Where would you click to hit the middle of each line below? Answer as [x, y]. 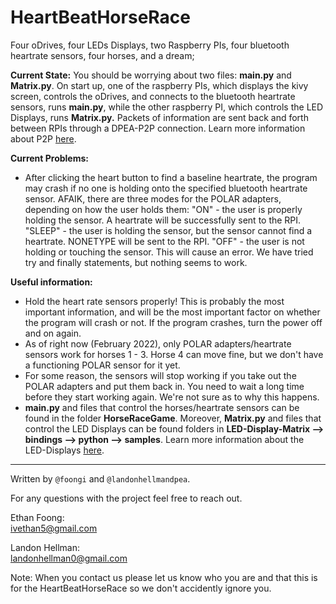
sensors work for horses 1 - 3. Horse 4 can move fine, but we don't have [174, 354]
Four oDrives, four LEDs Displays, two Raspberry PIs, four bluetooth [150, 45]
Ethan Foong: [37, 517]
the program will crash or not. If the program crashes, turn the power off [173, 322]
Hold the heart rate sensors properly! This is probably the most [154, 301]
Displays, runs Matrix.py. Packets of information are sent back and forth [159, 117]
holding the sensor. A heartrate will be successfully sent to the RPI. [163, 220]
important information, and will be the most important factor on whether [172, 312]
